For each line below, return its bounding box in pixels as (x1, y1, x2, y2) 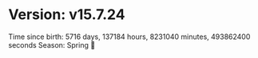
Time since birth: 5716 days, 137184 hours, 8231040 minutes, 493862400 (8, 32, 251, 41)
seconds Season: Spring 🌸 (8, 40, 96, 49)
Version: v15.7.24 (8, 6, 125, 24)
